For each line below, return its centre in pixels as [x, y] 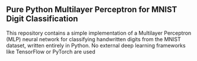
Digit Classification [42, 19]
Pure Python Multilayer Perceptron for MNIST [92, 10]
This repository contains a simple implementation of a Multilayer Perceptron [99, 33]
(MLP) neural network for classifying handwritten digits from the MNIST [93, 39]
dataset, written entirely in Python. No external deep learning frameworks [96, 45]
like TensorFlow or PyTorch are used [51, 52]
